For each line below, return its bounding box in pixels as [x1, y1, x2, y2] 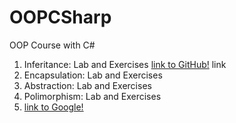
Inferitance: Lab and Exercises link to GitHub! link [23, 58, 227, 70]
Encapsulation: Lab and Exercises [23, 69, 163, 81]
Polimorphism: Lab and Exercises [23, 90, 162, 102]
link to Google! [23, 101, 84, 113]
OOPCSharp [9, 6, 112, 29]
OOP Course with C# [9, 39, 96, 51]
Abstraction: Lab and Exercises [23, 79, 152, 91]
